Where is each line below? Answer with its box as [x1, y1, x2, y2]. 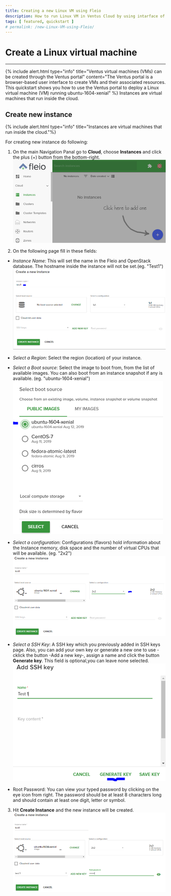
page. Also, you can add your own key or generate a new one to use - [12, 646, 159, 653]
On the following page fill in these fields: [12, 248, 98, 254]
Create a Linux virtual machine [5, 47, 137, 58]
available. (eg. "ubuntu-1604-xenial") [12, 375, 91, 381]
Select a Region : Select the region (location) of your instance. [12, 354, 142, 361]
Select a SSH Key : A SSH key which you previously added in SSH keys [12, 641, 160, 647]
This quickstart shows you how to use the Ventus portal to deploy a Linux [5, 84, 159, 91]
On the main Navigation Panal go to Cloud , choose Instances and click [12, 149, 162, 155]
